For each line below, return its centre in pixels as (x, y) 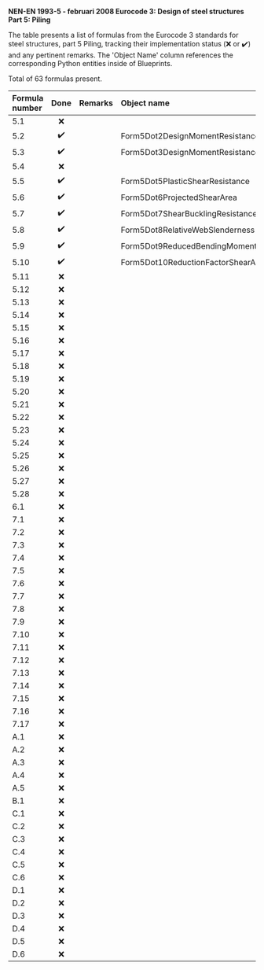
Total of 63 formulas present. (55, 79)
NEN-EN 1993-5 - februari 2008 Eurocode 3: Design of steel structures (126, 11)
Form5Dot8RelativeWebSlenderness (188, 230)
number (27, 108)
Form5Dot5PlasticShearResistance (185, 181)
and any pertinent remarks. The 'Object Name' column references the (121, 55)
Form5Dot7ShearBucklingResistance (189, 213)
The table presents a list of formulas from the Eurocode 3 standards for (123, 35)
